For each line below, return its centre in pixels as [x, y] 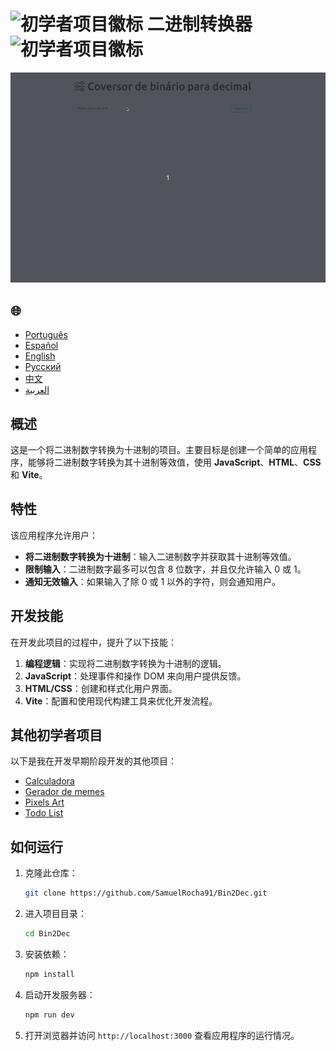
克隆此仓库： [51, 873]
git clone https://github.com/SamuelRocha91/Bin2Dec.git [146, 893]
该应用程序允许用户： [54, 535]
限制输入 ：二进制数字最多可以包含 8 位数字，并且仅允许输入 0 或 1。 [165, 569]
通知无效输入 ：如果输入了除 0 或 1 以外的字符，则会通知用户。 [153, 581]
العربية [37, 390]
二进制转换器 [199, 24]
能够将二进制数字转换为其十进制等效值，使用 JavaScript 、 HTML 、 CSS [174, 462]
